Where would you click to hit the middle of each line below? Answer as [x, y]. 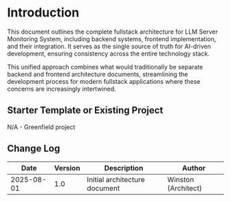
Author [194, 168]
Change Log [34, 149]
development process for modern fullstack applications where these [104, 81]
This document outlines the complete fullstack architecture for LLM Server [112, 32]
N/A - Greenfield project [41, 127]
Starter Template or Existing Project [85, 110]
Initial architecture [116, 179]
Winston [181, 179]
